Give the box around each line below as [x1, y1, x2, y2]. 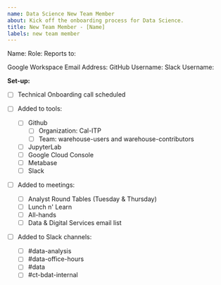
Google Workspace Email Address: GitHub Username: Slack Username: [7, 63, 215, 71]
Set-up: [7, 77, 30, 85]
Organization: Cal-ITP [38, 126, 102, 135]
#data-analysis [27, 247, 72, 255]
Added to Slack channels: [17, 233, 92, 241]
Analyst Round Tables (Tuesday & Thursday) [27, 195, 157, 203]
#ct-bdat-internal [27, 271, 79, 279]
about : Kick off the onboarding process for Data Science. [7, 17, 184, 24]
